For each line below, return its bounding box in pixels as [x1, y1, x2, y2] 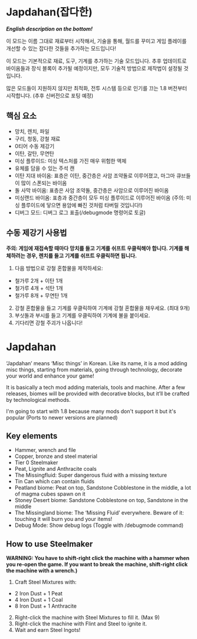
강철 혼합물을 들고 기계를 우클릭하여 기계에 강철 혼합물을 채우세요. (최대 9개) [14, 304, 191, 312]
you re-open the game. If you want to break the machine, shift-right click [6, 561, 188, 568]
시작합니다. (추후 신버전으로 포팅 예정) [6, 92, 94, 99]
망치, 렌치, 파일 [14, 127, 50, 135]
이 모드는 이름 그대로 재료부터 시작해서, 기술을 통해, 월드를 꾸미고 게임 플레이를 [6, 37, 187, 44]
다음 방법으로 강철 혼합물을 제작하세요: [14, 264, 103, 271]
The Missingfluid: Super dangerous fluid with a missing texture [14, 471, 167, 479]
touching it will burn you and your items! [14, 516, 113, 523]
